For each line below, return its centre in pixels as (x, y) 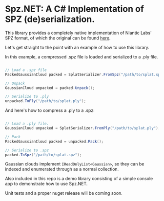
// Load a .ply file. (27, 124)
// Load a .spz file (26, 70)
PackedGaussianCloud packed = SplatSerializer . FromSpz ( (63, 74)
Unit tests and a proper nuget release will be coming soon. (64, 193)
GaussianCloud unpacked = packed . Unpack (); (50, 88)
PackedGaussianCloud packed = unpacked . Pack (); (54, 141)
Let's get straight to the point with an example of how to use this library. (77, 47)
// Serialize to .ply (27, 97)
